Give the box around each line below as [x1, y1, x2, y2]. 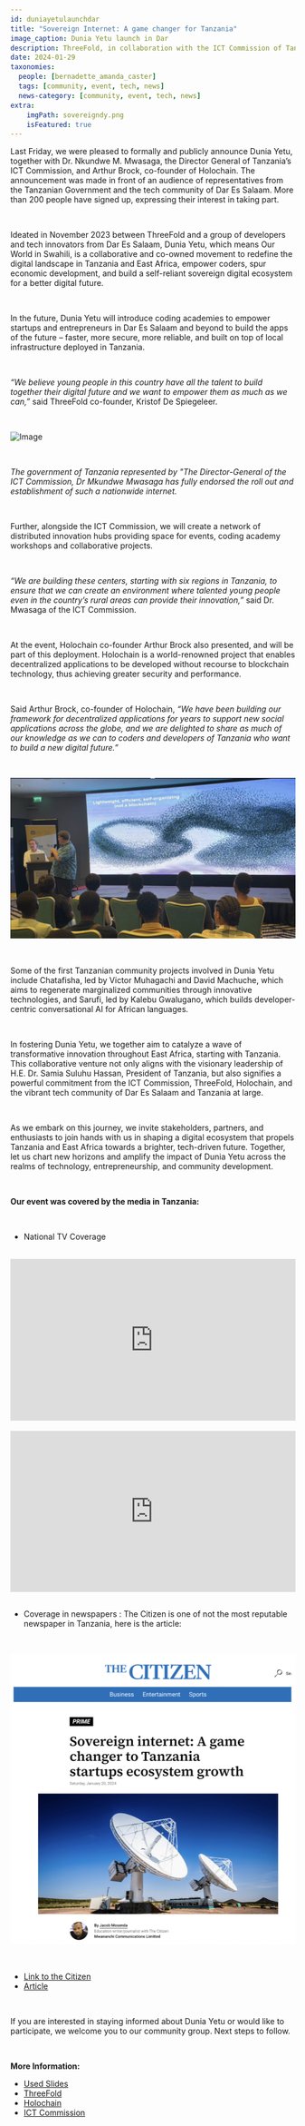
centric [10, 1004, 37, 1015]
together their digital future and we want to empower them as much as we [10, 387, 288, 398]
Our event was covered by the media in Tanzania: [10, 1196, 200, 1207]
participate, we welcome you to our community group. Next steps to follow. [10, 2025, 291, 2036]
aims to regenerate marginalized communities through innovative [10, 985, 253, 996]
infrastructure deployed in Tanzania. [10, 341, 146, 353]
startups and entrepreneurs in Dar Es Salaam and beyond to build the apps [10, 322, 289, 333]
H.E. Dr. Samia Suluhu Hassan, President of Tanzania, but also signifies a [10, 1068, 281, 1079]
